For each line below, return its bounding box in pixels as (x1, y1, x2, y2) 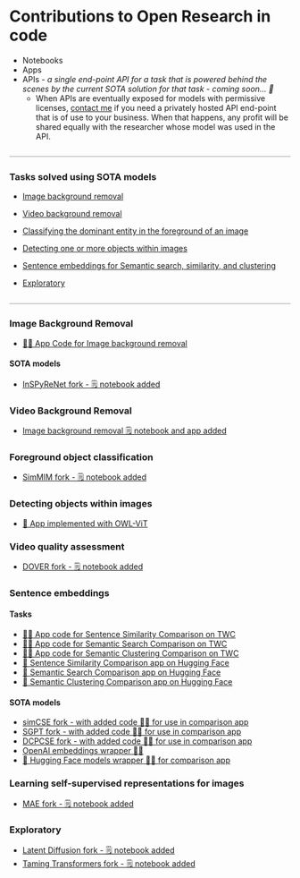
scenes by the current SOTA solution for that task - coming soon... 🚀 (21, 83, 274, 94)
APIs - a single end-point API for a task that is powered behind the (21, 73, 268, 84)
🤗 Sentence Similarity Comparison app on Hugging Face (21, 658, 229, 669)
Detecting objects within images (9, 498, 153, 510)
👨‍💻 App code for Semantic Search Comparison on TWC (21, 638, 228, 650)
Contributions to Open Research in (9, 6, 271, 27)
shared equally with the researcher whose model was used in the (35, 121, 276, 132)
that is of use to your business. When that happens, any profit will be (35, 112, 288, 123)
